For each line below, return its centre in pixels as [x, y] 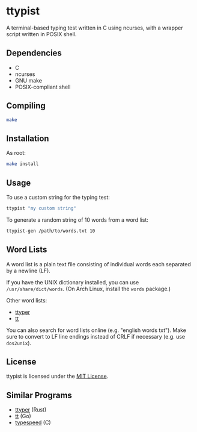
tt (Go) [23, 416]
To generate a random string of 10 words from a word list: [77, 220]
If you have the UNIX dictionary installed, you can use [73, 282]
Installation [28, 138]
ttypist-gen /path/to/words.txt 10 [51, 231]
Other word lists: [27, 300]
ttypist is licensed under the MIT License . [57, 376]
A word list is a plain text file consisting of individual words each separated [98, 264]
